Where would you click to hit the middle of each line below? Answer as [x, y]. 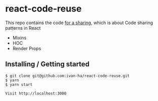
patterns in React [23, 28]
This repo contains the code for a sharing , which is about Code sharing [79, 23]
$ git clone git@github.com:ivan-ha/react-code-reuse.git [67, 76]
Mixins [19, 38]
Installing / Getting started [47, 64]
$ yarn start [19, 84]
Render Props [27, 48]
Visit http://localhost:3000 [36, 93]
